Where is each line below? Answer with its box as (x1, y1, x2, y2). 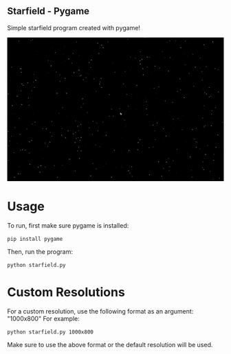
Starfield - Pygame (7, 5, 90, 17)
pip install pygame (7, 235, 63, 242)
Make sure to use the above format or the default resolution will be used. (7, 340, 213, 349)
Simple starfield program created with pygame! (7, 23, 141, 32)
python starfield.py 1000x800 (7, 329, 94, 335)
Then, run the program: (7, 247, 74, 256)
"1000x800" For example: (7, 314, 80, 322)
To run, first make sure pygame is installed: (7, 221, 129, 229)
